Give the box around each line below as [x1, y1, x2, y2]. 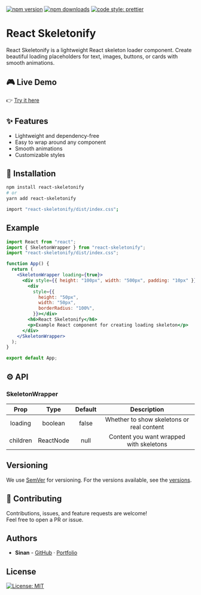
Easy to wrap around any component [14, 138, 106, 146]
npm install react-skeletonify [6, 185, 84, 191]
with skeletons [126, 440, 167, 448]
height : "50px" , [38, 294, 79, 300]
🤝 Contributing [6, 494, 62, 504]
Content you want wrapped [108, 432, 185, 440]
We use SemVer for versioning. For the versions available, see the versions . [6, 476, 192, 484]
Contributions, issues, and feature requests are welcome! [6, 509, 148, 517]
